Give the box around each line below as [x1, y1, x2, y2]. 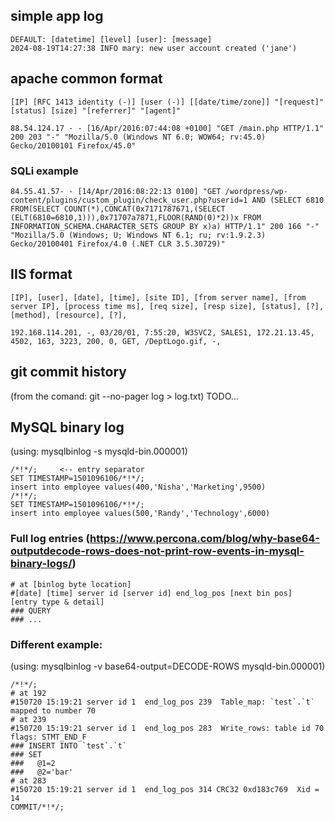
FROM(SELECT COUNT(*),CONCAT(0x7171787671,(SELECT [10, 204, 226, 214]
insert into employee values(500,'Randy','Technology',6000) [10, 509, 271, 519]
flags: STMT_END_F [10, 732, 87, 742]
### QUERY [10, 605, 52, 616]
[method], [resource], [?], [10, 310, 128, 320]
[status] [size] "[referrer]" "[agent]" [10, 105, 182, 116]
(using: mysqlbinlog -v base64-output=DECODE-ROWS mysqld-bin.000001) [10, 660, 326, 672]
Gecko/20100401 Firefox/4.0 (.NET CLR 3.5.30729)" [10, 239, 226, 249]
